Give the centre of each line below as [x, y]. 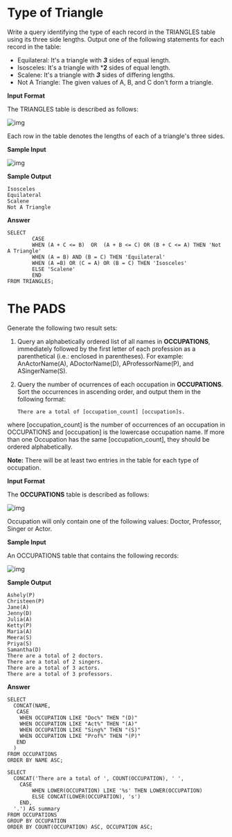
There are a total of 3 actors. [54, 668]
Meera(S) [20, 637]
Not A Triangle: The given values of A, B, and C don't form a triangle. [115, 82]
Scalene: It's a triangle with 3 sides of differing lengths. [96, 75]
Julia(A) [20, 619]
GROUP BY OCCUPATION [37, 821]
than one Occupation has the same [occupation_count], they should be [108, 439]
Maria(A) [20, 631]
